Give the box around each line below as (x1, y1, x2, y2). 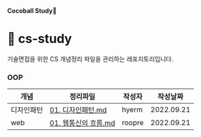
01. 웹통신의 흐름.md (49, 118, 115, 128)
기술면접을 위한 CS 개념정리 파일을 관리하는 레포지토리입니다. (7, 54, 174, 63)
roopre (121, 118, 144, 128)
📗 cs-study (7, 31, 72, 47)
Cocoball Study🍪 (7, 7, 57, 15)
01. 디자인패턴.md (49, 105, 107, 115)
